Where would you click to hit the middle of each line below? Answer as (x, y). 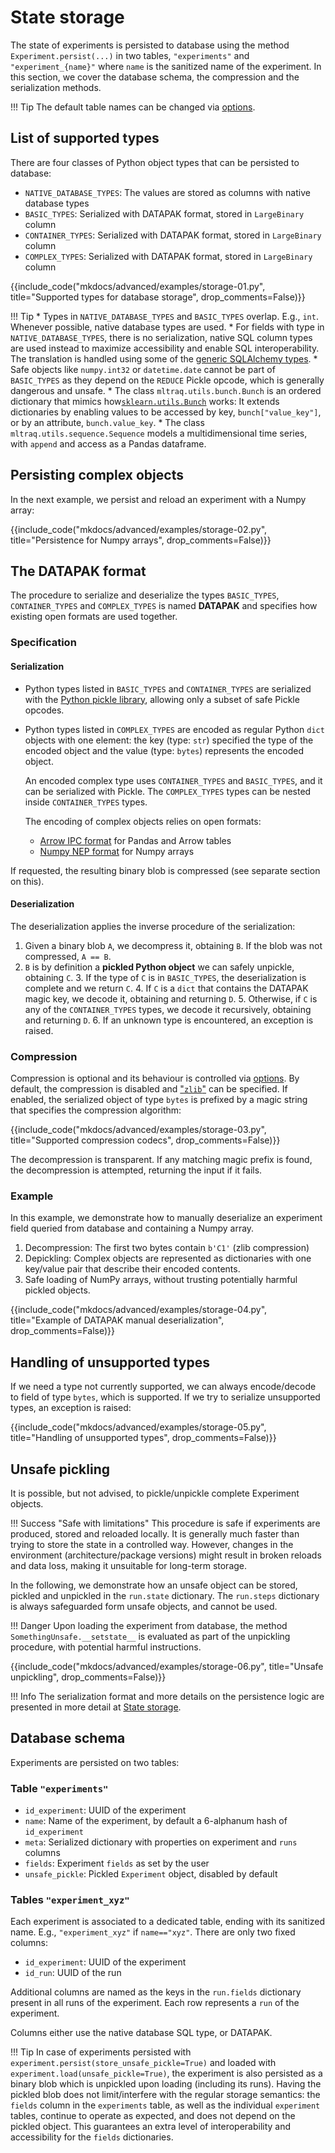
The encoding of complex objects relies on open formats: (143, 821)
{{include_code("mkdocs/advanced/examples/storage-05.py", (138, 1427)
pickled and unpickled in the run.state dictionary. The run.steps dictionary (165, 1595)
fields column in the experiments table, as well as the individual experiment (165, 2105)
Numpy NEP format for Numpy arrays (117, 851)
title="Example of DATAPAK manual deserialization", (117, 1320)
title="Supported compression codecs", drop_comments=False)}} (145, 1140)
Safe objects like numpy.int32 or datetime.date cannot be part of (143, 369)
